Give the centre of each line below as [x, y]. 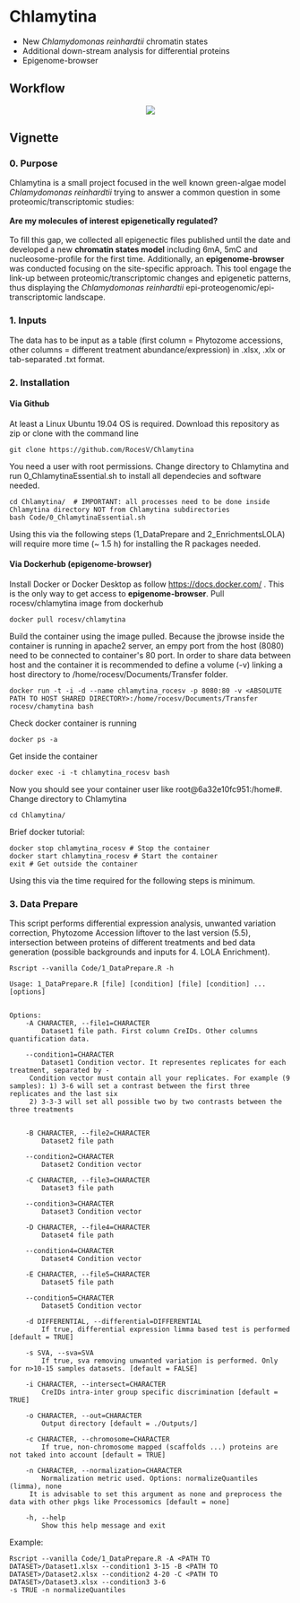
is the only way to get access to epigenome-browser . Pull [117, 594]
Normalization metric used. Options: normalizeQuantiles [150, 1479]
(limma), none [36, 1486]
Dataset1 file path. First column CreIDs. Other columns [150, 1032]
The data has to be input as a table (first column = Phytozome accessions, [146, 340]
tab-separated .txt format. [57, 359]
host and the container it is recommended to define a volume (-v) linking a [146, 665]
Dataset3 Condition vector [92, 1212]
